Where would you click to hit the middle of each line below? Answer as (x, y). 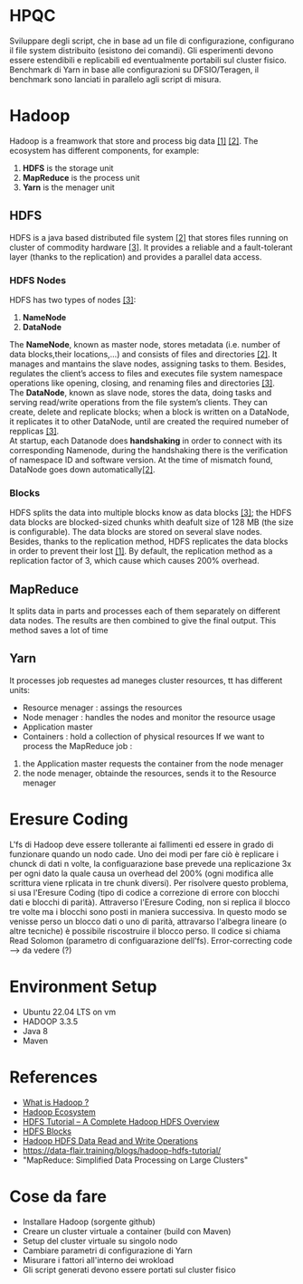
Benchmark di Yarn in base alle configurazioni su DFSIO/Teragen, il (134, 70)
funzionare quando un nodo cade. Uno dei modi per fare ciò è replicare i (144, 854)
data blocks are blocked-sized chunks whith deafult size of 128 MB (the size (151, 522)
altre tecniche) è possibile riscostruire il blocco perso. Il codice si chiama (145, 931)
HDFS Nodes (38, 280)
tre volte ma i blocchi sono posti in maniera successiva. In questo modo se (148, 911)
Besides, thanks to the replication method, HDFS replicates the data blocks (149, 542)
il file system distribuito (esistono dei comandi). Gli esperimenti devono (142, 50)
